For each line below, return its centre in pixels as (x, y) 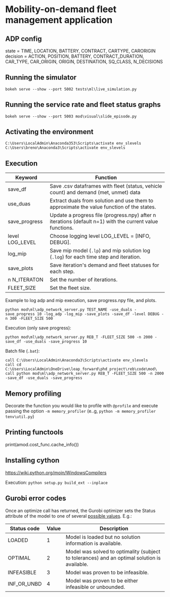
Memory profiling (33, 393)
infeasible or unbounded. (95, 587)
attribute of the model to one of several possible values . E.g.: (69, 516)
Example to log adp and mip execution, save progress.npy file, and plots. (81, 301)
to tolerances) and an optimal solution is (113, 558)
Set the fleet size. (70, 288)
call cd (13, 365)
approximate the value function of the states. (103, 207)
